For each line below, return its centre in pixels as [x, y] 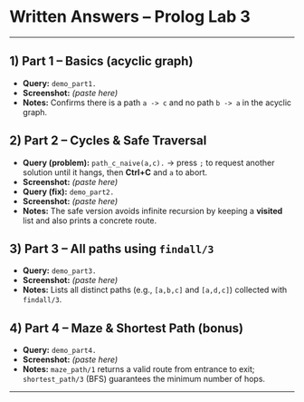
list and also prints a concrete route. [90, 221]
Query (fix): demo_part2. [68, 191]
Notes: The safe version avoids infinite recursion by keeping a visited [152, 211]
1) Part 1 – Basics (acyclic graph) [101, 61]
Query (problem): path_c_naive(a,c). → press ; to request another [148, 162]
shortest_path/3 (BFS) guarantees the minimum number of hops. [143, 379]
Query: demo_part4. [59, 350]
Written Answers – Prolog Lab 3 [130, 17]
